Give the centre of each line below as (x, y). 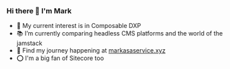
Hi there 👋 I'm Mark (39, 11)
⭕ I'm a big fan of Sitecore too (60, 58)
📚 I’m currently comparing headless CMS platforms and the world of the (119, 33)
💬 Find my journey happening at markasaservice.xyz (91, 51)
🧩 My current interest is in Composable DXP (79, 26)
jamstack (29, 43)
